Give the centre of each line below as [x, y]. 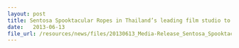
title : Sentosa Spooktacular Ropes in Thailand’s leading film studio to [119, 20]
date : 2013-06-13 [36, 27]
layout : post [27, 14]
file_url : [22, 34]
